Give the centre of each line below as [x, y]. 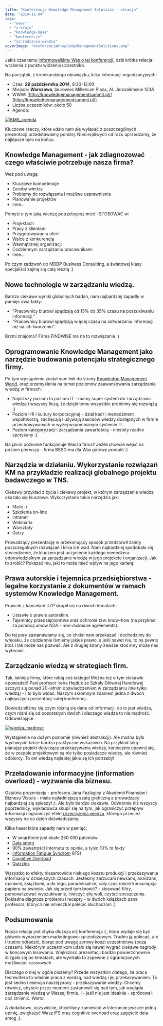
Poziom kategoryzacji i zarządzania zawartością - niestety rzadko [78, 430]
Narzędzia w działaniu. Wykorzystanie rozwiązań [81, 465]
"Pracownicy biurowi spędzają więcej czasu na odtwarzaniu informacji [83, 321]
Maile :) [20, 506]
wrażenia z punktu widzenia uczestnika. [45, 65]
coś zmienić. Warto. [25, 998]
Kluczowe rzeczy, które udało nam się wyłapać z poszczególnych [71, 129]
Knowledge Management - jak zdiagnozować [75, 155]
